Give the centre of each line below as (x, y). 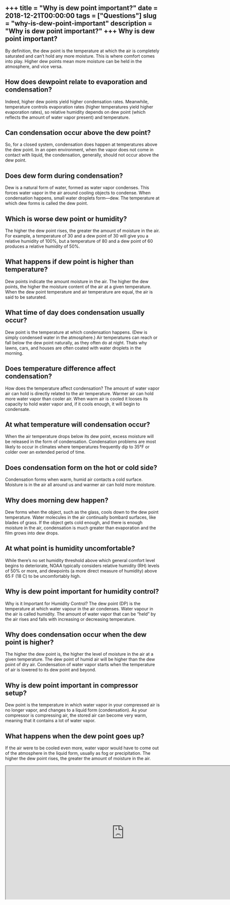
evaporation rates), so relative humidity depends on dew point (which (75, 112)
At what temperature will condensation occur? (78, 424)
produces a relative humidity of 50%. (43, 246)
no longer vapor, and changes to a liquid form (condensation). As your (76, 710)
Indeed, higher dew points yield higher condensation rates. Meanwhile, (77, 101)
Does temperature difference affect (60, 369)
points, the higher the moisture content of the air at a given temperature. (78, 286)
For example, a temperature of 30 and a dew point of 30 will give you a (77, 236)
